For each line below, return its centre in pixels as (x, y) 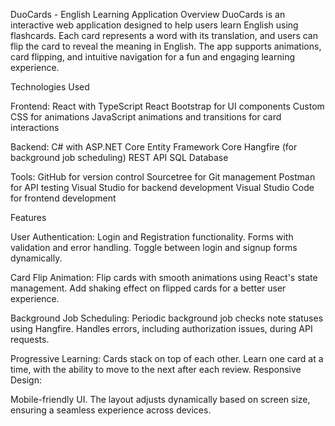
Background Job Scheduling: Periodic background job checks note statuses (167, 318)
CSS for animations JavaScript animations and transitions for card (146, 117)
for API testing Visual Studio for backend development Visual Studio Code (162, 187)
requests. (30, 339)
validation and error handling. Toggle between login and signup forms (154, 247)
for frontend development (63, 198)
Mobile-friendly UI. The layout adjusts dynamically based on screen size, (160, 399)
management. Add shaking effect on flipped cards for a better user (148, 288)
